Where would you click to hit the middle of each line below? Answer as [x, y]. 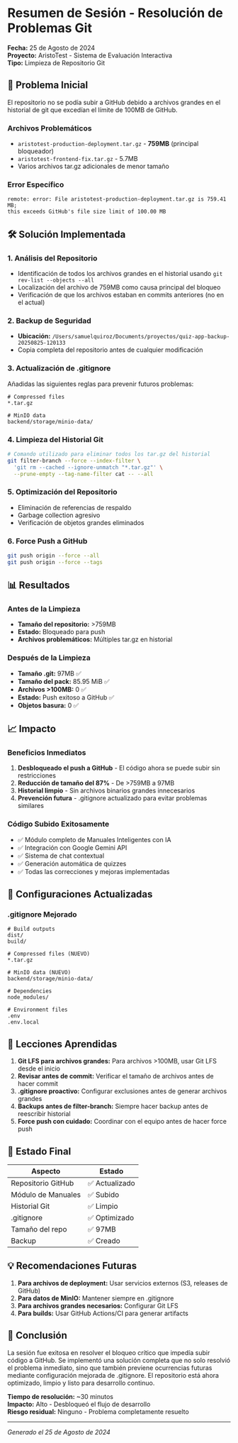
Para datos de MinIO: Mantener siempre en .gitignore [96, 1298]
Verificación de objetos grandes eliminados [81, 522]
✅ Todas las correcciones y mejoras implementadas [93, 871]
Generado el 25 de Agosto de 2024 [59, 1432]
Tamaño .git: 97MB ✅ [49, 673]
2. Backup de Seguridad [50, 321]
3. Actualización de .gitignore [59, 368]
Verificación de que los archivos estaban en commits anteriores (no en [121, 295]
